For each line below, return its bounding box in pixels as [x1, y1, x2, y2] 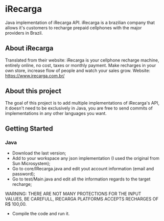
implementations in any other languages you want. [5, 110, 107, 116]
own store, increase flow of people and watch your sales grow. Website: [5, 67, 150, 73]
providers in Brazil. [5, 30, 43, 36]
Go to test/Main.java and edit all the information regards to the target [12, 176, 151, 182]
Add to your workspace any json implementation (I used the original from [12, 155, 160, 161]
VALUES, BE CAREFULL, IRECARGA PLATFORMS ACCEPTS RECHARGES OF [5, 196, 159, 202]
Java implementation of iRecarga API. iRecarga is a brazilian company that [5, 20, 155, 25]
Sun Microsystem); [12, 160, 50, 167]
